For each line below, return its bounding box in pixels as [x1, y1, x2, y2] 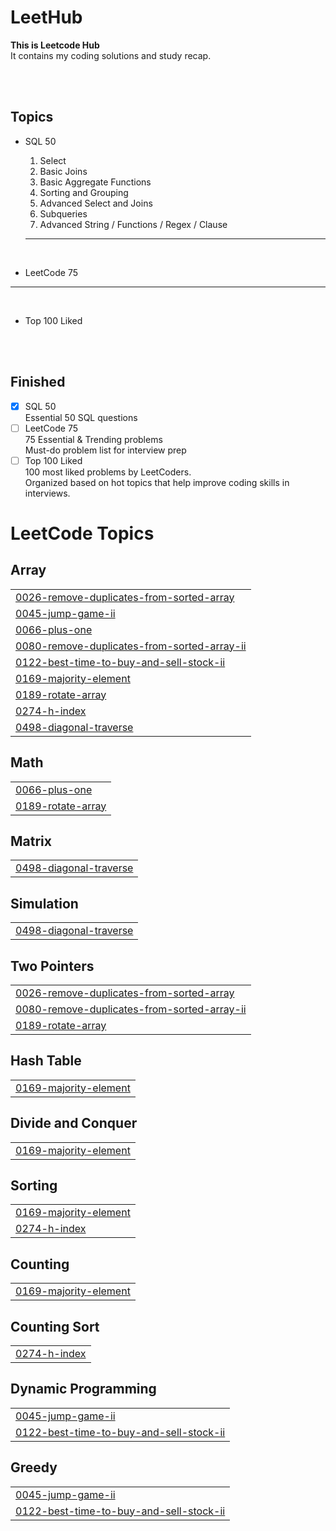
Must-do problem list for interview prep [24, 444, 187, 456]
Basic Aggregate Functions [39, 176, 152, 188]
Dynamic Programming [10, 1381, 157, 1398]
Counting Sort [10, 1318, 100, 1335]
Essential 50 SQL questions [24, 411, 138, 423]
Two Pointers [10, 957, 95, 975]
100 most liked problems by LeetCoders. [24, 466, 192, 478]
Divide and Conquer [10, 1115, 138, 1132]
